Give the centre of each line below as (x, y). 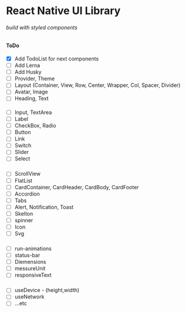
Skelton (24, 213)
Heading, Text (31, 99)
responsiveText (33, 275)
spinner (24, 220)
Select (22, 159)
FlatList (23, 180)
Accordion (27, 194)
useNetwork (29, 297)
